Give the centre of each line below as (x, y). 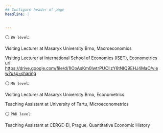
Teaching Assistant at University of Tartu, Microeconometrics (67, 104)
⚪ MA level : (17, 83)
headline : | (17, 14)
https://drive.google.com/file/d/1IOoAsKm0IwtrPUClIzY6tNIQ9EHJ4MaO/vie (81, 68)
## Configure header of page (35, 10)
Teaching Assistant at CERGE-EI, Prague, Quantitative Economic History (78, 125)
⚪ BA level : (17, 37)
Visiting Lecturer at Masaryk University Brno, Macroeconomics (69, 48)
